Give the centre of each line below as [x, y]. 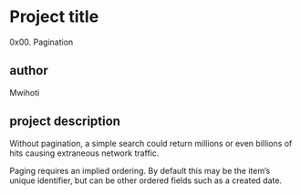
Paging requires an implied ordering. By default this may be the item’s [140, 170]
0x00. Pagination [42, 42]
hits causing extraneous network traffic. [84, 153]
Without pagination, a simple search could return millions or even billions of [151, 143]
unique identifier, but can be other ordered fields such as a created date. [146, 180]
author [29, 71]
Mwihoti [25, 92]
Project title [54, 17]
